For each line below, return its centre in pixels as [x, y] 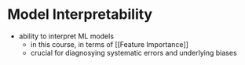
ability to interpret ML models [66, 36]
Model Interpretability [80, 14]
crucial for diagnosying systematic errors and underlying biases [133, 52]
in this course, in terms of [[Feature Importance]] [110, 44]
